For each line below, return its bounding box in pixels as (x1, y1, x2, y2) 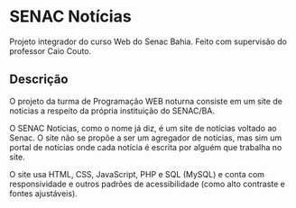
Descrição (9, 72, 69, 87)
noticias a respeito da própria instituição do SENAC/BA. (9, 105, 215, 116)
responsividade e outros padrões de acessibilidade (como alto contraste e (9, 178, 286, 189)
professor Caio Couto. (9, 45, 92, 56)
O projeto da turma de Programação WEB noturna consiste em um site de (9, 95, 282, 106)
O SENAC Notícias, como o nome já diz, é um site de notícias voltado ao (9, 122, 277, 133)
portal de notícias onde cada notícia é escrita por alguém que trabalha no (9, 141, 282, 152)
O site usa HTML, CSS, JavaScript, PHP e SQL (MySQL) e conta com (9, 168, 264, 179)
